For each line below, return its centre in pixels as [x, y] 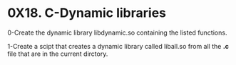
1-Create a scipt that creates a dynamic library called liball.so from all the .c [118, 46]
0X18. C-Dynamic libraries [87, 13]
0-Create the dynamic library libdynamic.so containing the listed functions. [117, 32]
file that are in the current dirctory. [58, 54]
